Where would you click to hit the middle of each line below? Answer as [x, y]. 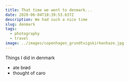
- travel [19, 39]
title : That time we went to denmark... [49, 10]
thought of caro [29, 73]
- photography [25, 34]
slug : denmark [20, 24]
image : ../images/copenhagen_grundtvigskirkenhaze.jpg [65, 43]
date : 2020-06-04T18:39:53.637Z [40, 15]
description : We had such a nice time [46, 19]
